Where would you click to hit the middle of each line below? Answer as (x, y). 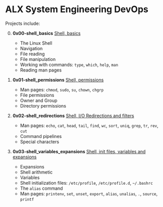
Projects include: (23, 23)
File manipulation (38, 59)
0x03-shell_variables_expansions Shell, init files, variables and (79, 151)
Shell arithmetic (36, 172)
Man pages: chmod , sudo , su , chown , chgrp (62, 89)
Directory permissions (43, 106)
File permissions (37, 95)
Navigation (31, 48)
